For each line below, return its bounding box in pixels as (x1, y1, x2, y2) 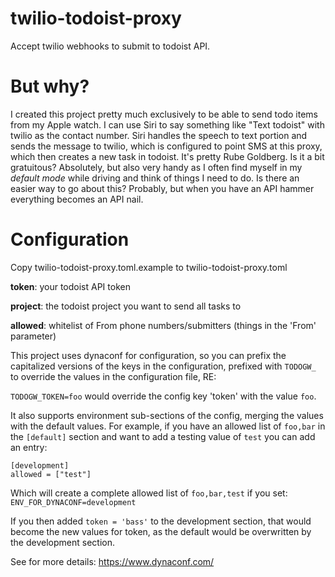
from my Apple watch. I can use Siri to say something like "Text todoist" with (10, 118, 325, 131)
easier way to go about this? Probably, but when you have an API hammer (10, 182, 315, 194)
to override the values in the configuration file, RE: (10, 370, 217, 382)
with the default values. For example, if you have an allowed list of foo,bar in (10, 420, 326, 432)
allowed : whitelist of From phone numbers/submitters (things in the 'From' (10, 319, 317, 331)
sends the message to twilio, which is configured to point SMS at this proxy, (10, 140, 323, 152)
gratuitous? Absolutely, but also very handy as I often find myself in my (10, 161, 303, 173)
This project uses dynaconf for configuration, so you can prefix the (10, 349, 287, 361)
